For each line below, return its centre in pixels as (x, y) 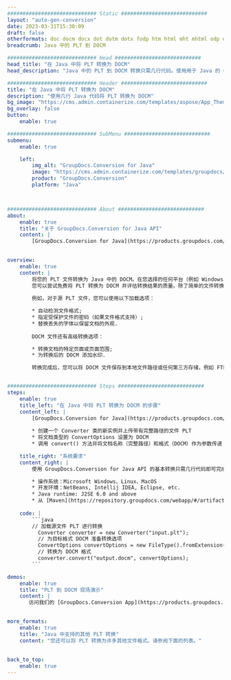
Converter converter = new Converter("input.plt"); (113, 533)
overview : (21, 260)
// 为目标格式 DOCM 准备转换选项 (80, 539)
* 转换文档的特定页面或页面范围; (73, 349)
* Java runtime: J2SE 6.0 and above (84, 494)
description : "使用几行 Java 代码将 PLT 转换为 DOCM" (80, 96)
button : (18, 115)
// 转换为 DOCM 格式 (64, 552)
